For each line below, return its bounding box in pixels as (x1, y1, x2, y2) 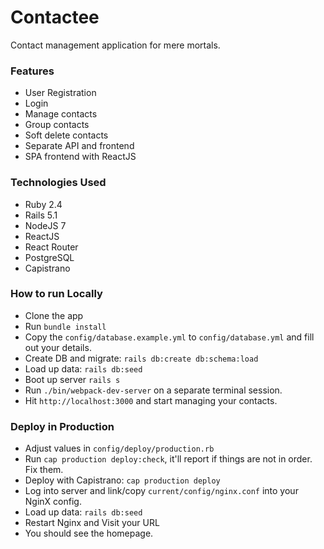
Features (10, 64, 55, 78)
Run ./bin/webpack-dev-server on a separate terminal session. (24, 384, 283, 396)
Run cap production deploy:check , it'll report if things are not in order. (24, 453, 313, 465)
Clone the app (24, 309, 84, 321)
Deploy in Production (10, 419, 115, 433)
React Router (24, 241, 79, 253)
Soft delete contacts (24, 129, 109, 141)
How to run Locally (10, 287, 103, 301)
